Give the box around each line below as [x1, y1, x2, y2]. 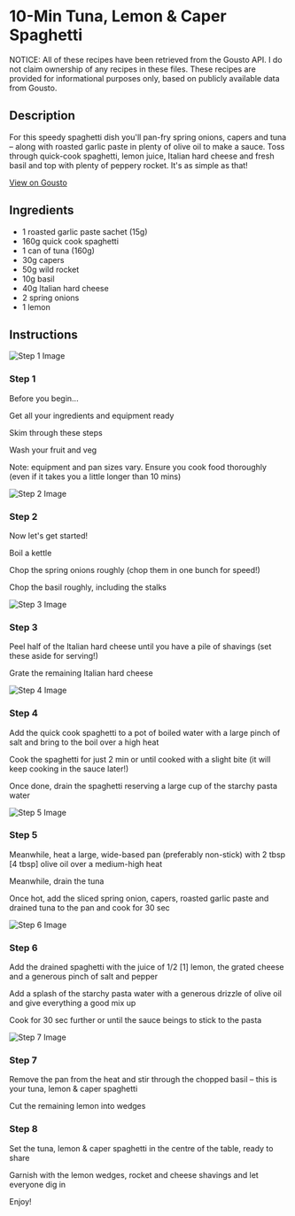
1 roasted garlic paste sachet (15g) [21, 226, 148, 236]
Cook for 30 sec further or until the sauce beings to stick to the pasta [9, 1015, 262, 1026]
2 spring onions [21, 292, 80, 303]
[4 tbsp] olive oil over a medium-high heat [9, 858, 162, 869]
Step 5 [9, 829, 38, 841]
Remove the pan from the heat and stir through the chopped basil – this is [9, 1074, 277, 1085]
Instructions [9, 327, 78, 342]
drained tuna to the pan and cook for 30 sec [9, 902, 170, 913]
